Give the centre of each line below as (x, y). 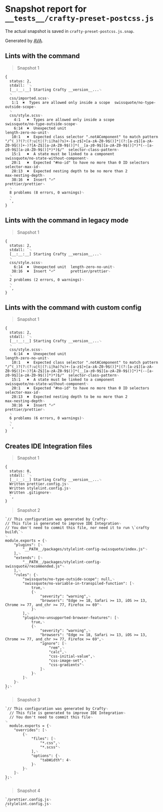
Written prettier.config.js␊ (39, 484)
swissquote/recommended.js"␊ (35, 567)
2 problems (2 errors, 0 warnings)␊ (47, 280)
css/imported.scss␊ (30, 98)
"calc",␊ (58, 652)
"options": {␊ (46, 756)
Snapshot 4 (29, 791)
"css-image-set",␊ (68, 661)
